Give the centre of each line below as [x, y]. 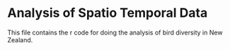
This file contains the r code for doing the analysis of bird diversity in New [115, 32]
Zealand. [20, 39]
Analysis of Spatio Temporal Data [108, 13]
